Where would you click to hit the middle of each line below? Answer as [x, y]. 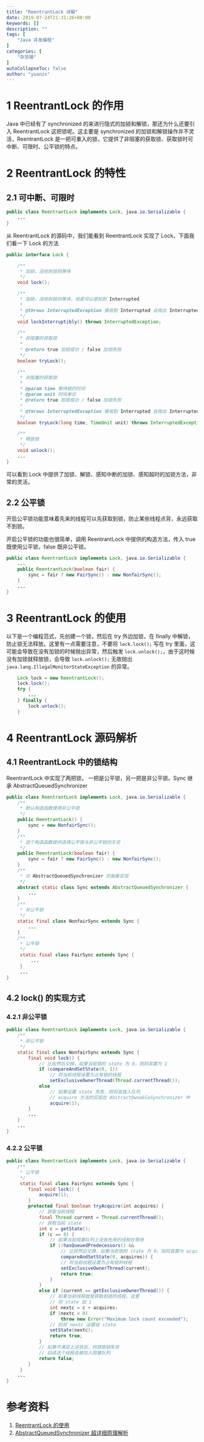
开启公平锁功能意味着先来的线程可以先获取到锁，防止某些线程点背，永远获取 [102, 518]
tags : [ [16, 35]
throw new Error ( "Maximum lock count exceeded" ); [124, 1319]
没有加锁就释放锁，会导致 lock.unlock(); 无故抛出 [70, 658]
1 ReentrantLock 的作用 [65, 106]
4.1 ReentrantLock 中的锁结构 [62, 762]
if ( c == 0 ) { [56, 1234]
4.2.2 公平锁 [25, 1148]
